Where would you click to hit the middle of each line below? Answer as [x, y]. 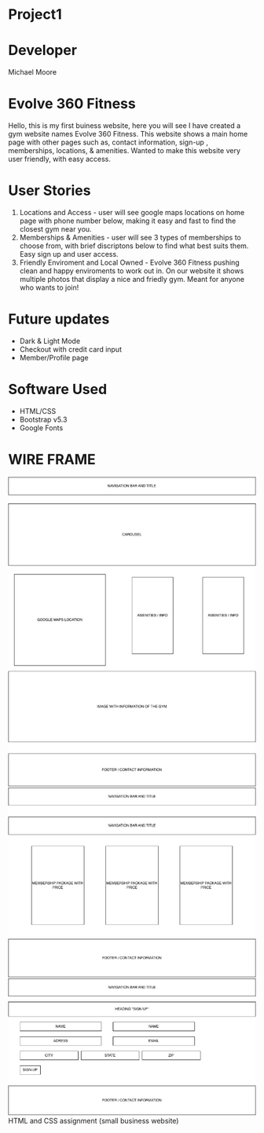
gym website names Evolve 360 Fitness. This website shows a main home [128, 134]
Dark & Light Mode [50, 341]
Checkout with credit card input [70, 349]
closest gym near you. [55, 229]
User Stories [49, 191]
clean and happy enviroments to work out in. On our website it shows [132, 271]
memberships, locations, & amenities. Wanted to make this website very [125, 151]
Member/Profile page [54, 357]
